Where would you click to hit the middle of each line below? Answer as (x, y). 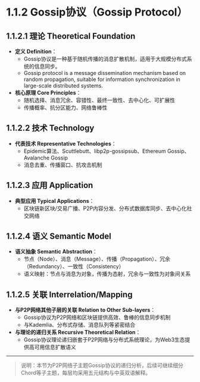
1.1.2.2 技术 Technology (50, 128)
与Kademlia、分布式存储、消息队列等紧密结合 (79, 325)
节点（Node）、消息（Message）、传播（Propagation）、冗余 (97, 259)
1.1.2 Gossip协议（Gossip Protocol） (97, 12)
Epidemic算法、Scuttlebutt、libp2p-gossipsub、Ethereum (95, 151)
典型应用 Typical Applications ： (54, 201)
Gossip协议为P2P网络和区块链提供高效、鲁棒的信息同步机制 (97, 317)
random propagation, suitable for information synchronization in (102, 79)
